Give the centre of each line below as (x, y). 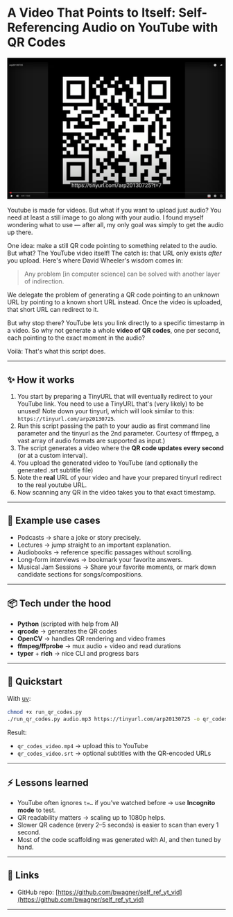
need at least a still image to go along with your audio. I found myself (105, 217)
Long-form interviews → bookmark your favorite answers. (100, 559)
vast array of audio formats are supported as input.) (91, 441)
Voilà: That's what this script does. (57, 352)
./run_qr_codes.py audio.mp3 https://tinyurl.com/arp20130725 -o (103, 719)
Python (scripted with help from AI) (68, 624)
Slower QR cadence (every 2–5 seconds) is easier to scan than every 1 (118, 825)
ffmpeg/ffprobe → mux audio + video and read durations (99, 646)
